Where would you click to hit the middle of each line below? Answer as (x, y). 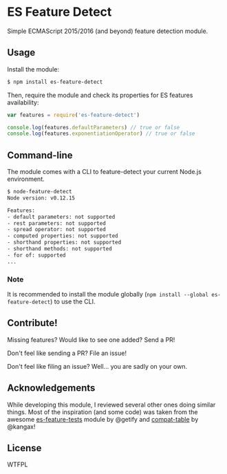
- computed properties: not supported (63, 236)
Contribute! (32, 323)
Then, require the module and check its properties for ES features (100, 95)
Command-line (40, 155)
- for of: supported (37, 255)
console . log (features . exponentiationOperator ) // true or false (101, 134)
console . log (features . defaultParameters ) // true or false (94, 127)
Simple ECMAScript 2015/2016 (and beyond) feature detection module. (108, 31)
